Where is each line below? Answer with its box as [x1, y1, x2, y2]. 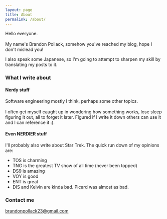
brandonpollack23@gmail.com [5, 208, 69, 214]
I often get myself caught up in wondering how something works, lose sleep [5, 109, 162, 115]
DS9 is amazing [12, 168, 45, 174]
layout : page [5, 7, 33, 13]
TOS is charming [12, 157, 47, 163]
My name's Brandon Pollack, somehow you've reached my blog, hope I [5, 41, 152, 47]
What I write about [5, 74, 51, 81]
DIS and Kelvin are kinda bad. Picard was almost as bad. [12, 184, 129, 190]
